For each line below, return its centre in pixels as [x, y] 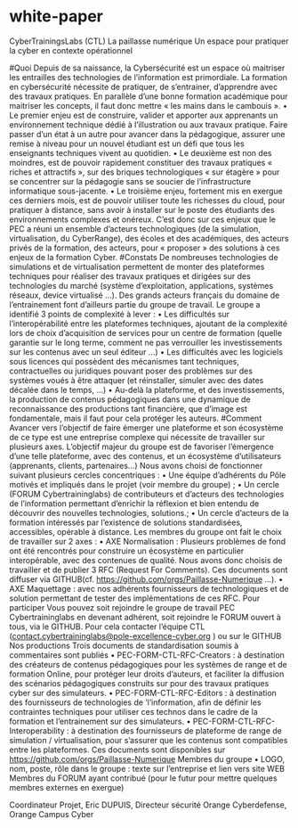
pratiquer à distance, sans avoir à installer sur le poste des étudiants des [142, 209]
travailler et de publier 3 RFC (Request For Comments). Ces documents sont [149, 570]
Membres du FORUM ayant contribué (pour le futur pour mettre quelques [143, 778]
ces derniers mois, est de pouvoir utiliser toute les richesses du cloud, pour [147, 200]
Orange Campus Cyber [52, 814]
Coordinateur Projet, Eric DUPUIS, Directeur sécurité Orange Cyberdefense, [148, 805]
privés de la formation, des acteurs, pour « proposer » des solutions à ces [145, 248]
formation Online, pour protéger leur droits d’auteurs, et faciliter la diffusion [147, 674]
